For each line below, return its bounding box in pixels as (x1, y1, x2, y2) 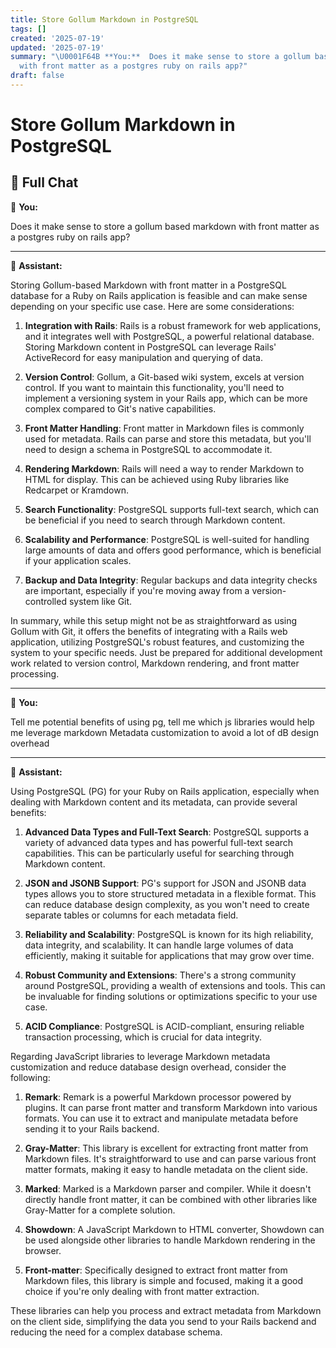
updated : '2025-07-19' (10, 42, 105, 53)
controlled (24, 595, 67, 607)
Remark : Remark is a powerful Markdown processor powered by (24, 1091, 292, 1103)
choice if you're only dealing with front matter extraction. (24, 1285, 260, 1297)
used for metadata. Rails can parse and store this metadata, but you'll (24, 432, 312, 445)
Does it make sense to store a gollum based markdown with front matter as (10, 220, 320, 232)
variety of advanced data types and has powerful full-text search (24, 836, 294, 848)
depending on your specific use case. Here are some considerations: (10, 300, 295, 312)
